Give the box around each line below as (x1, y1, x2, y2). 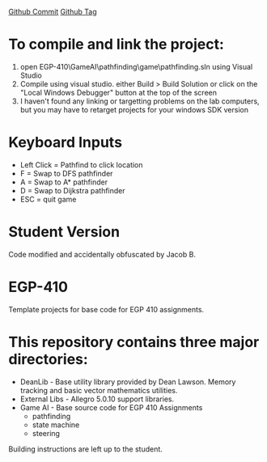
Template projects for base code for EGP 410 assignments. (8, 304, 205, 314)
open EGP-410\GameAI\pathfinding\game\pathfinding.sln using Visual (19, 61, 253, 71)
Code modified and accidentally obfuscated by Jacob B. (8, 249, 197, 259)
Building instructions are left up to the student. (8, 444, 163, 454)
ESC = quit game (19, 194, 77, 204)
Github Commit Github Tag (8, 7, 97, 16)
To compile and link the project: (8, 36, 225, 53)
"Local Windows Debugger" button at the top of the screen (19, 87, 217, 97)
